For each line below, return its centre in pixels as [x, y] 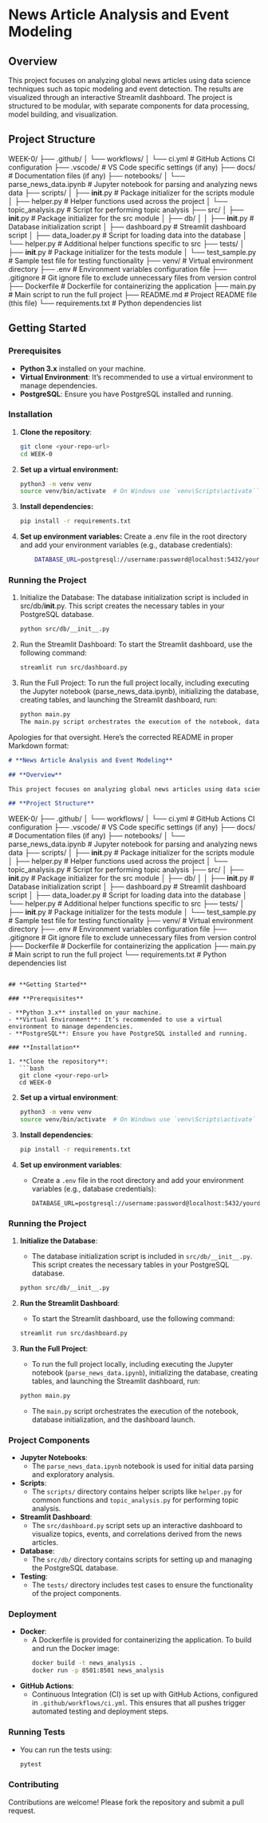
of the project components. [77, 1594]
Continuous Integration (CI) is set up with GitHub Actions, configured [145, 1694]
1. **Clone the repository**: [59, 1062]
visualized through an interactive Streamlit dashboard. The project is [120, 97]
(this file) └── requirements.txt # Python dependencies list [105, 303]
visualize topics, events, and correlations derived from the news [137, 1534]
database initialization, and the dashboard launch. [113, 1419]
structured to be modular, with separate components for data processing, [129, 106]
